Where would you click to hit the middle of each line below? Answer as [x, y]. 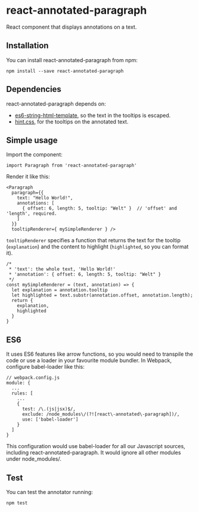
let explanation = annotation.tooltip [60, 290]
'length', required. [32, 214]
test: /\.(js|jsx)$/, [49, 409]
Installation [27, 46]
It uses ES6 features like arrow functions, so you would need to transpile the [100, 354]
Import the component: [34, 155]
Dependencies [34, 89]
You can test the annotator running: [50, 492]
